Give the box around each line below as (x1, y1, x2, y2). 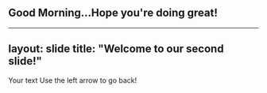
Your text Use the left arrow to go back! (8, 75, 137, 85)
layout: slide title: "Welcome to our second (8, 43, 224, 56)
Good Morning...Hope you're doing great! (8, 6, 219, 20)
